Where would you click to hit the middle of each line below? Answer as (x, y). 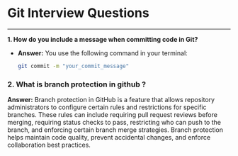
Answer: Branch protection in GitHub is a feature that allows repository (111, 100)
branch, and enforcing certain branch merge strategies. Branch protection (115, 130)
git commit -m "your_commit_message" (73, 66)
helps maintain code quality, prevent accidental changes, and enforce (109, 138)
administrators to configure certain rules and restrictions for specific (107, 107)
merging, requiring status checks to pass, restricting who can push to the (114, 123)
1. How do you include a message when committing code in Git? (103, 39)
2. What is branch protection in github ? (77, 84)
